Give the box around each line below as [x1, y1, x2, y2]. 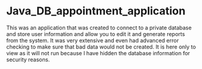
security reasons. [6, 56, 50, 63]
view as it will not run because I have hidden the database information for [6, 49, 190, 56]
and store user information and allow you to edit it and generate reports [6, 30, 186, 37]
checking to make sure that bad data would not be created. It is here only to [6, 43, 197, 50]
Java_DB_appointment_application [6, 4, 186, 18]
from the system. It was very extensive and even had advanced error [6, 37, 179, 44]
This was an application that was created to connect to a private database [6, 24, 192, 31]
